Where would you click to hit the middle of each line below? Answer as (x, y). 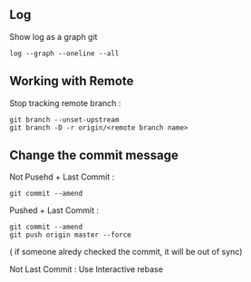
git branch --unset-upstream (64, 120)
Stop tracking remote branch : (65, 102)
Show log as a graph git (53, 36)
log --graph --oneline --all (64, 53)
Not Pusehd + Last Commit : (62, 177)
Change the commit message (94, 156)
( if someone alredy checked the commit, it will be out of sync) (126, 252)
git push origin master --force (70, 235)
